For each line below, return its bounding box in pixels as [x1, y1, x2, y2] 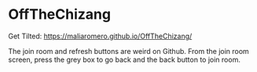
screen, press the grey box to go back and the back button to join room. [8, 55, 241, 64]
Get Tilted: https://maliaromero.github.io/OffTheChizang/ [8, 31, 193, 41]
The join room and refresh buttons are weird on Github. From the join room [8, 46, 249, 56]
